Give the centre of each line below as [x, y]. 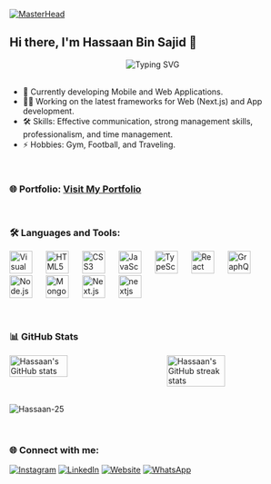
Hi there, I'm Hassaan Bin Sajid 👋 [103, 42]
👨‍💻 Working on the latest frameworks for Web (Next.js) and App [142, 101]
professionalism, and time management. [98, 134]
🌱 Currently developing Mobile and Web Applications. [123, 92]
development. [48, 111]
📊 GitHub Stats [44, 337]
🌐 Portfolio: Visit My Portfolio [75, 189]
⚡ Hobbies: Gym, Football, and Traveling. [99, 144]
